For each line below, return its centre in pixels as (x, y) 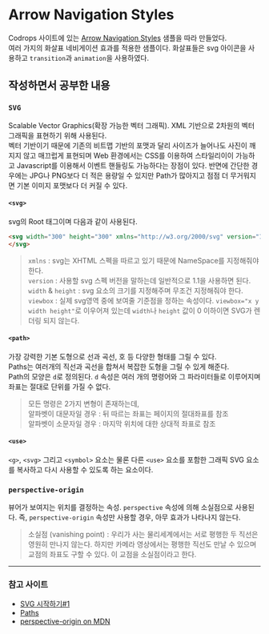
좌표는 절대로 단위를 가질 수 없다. (60, 387)
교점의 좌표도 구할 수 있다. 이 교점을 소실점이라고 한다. (112, 555)
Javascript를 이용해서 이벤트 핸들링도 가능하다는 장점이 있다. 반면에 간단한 (133, 165)
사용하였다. (132, 58)
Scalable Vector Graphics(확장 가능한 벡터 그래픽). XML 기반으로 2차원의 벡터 (131, 125)
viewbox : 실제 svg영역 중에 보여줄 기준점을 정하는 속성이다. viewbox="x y (143, 300)
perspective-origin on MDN (65, 621)
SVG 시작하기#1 (45, 604)
